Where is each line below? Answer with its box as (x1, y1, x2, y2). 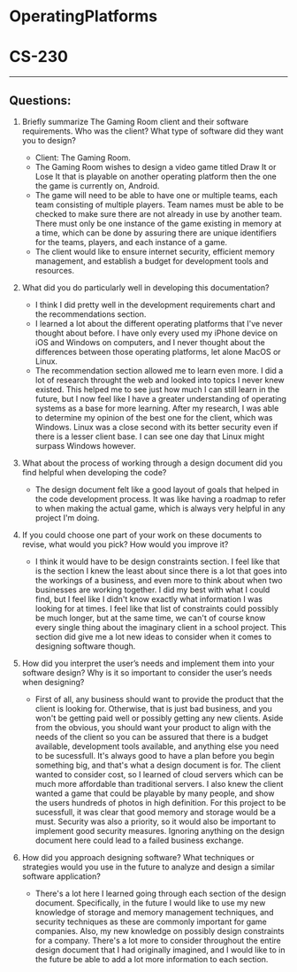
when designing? (21, 676, 85, 687)
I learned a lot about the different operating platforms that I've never (34, 318, 283, 328)
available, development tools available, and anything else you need (34, 741, 279, 752)
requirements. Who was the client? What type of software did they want (21, 126, 285, 136)
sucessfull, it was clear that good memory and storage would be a (34, 806, 277, 817)
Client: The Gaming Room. (34, 152, 131, 163)
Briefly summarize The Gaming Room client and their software (21, 116, 249, 127)
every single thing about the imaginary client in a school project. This (34, 621, 287, 632)
